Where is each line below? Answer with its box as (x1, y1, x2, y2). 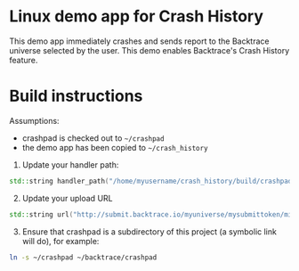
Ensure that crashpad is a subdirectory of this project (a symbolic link (21, 226, 278, 237)
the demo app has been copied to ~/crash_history (21, 142, 208, 152)
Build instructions (9, 86, 143, 106)
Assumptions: (9, 115, 60, 126)
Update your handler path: (21, 159, 119, 170)
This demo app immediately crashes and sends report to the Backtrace (9, 36, 270, 46)
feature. (9, 54, 38, 65)
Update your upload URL (21, 193, 113, 203)
